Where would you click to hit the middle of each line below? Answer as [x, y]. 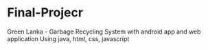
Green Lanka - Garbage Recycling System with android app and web [104, 32]
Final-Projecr [45, 13]
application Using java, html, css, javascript [68, 38]
